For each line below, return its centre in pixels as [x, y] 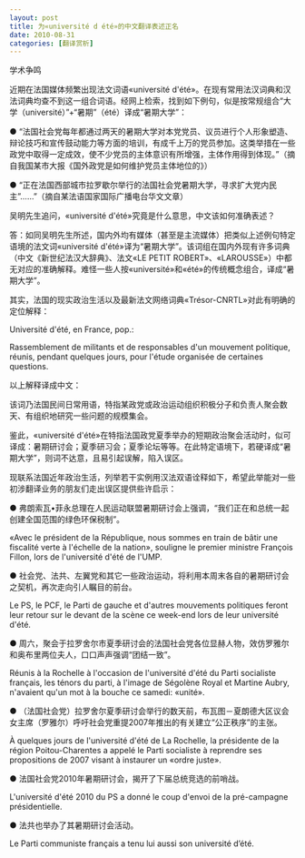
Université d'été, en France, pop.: [72, 329]
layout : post [34, 18]
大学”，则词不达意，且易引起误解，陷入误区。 [103, 458]
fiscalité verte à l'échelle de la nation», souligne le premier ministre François [151, 548]
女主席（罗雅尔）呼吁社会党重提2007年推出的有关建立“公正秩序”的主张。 [146, 722]
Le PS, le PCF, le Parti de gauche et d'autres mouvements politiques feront [149, 605]
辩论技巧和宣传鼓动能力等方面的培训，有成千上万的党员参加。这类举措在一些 [152, 143]
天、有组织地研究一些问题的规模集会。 [81, 416]
